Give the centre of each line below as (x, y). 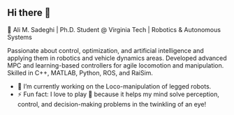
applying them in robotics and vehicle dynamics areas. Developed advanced (117, 58)
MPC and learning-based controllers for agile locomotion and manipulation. (116, 65)
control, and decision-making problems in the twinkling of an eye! (112, 104)
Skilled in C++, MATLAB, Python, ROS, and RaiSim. (80, 72)
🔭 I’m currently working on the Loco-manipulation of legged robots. (114, 86)
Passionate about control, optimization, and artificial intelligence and (105, 50)
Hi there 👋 (29, 13)
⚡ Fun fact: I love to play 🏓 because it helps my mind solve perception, (118, 94)
